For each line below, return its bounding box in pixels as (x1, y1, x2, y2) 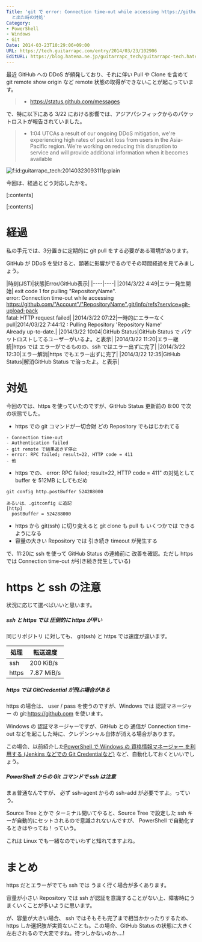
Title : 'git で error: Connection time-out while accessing (6, 8, 159, 15)
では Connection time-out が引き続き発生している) (6, 557, 131, 565)
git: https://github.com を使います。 (19, 710, 106, 717)
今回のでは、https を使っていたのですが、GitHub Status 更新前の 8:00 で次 (6, 402, 191, 409)
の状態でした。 (6, 410, 43, 417)
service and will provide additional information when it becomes (29, 148, 189, 156)
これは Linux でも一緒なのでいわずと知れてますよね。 (6, 837, 138, 845)
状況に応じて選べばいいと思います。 (6, 601, 96, 609)
